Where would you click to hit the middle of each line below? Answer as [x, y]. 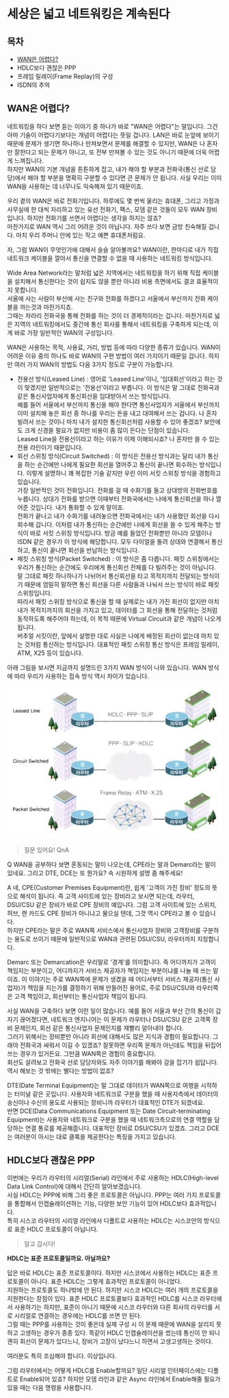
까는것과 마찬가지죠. [46, 307]
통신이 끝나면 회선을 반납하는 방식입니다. [86, 550]
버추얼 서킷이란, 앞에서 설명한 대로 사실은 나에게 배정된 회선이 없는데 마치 [114, 636]
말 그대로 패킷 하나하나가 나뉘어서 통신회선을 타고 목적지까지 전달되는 [109, 575]
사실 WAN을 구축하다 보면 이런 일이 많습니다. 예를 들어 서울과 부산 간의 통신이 [110, 1010]
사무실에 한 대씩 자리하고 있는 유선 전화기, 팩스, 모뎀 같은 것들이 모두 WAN [106, 209]
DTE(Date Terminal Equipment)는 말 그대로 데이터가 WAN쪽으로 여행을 [103, 1085]
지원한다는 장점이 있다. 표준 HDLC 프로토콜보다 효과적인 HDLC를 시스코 [103, 1299]
